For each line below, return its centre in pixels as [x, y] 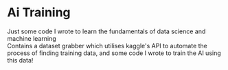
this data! [20, 60]
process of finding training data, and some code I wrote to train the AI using [114, 53]
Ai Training [39, 13]
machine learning [32, 38]
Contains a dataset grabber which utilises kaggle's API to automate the [107, 46]
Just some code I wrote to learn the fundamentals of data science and [106, 31]
